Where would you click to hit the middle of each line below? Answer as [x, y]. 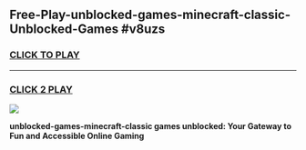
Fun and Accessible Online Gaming [77, 135]
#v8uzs [143, 30]
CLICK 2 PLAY [41, 89]
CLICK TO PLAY [45, 55]
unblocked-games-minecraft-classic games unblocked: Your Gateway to [150, 125]
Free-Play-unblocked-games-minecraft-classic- [150, 15]
